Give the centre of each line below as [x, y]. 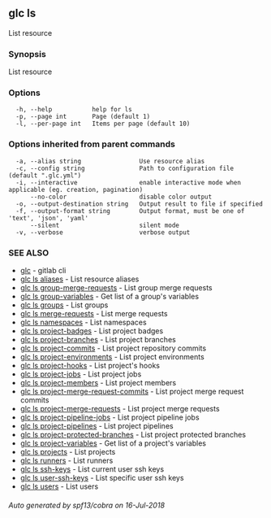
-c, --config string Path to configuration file [125, 168]
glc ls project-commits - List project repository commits [113, 348]
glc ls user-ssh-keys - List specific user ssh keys [102, 478]
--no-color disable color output [121, 197]
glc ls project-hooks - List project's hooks [90, 366]
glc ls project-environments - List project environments [112, 357]
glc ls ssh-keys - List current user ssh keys [92, 469]
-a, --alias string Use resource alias [110, 161]
